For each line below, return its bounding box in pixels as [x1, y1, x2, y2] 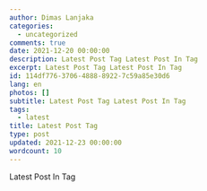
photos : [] [9, 88, 50, 97]
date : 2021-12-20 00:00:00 [9, 47, 110, 56]
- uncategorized [17, 30, 78, 39]
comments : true [9, 38, 66, 48]
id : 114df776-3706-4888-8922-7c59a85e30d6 [9, 72, 170, 81]
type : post [9, 130, 50, 139]
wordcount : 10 [9, 146, 63, 155]
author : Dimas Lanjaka [9, 13, 94, 22]
